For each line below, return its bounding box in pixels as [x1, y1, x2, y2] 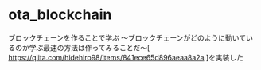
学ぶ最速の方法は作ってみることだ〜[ [29, 42, 150, 52]
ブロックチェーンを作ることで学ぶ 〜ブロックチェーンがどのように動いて [8, 33, 247, 42]
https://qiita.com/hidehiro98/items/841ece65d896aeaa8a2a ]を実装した [8, 52, 244, 62]
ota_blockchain [8, 6, 112, 24]
